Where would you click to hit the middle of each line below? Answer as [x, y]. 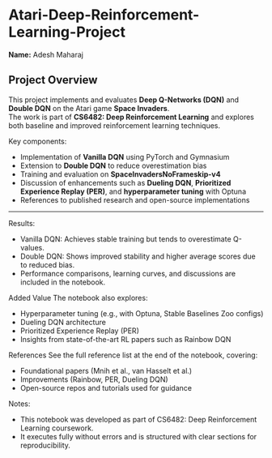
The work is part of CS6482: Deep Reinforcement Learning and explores [132, 117]
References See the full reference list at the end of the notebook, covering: [133, 355]
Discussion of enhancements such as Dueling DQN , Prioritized [125, 182]
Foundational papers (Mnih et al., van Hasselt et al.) [106, 370]
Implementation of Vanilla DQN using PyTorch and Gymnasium [125, 156]
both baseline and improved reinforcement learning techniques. [115, 125]
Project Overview [53, 80]
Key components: [38, 141]
